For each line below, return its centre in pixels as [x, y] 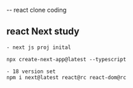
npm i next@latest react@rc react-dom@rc [66, 77]
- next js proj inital [39, 47]
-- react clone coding [36, 10]
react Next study [43, 31]
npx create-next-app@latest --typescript [66, 59]
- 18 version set [31, 71]
